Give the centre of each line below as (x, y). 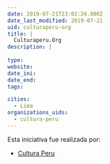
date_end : (22, 80)
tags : (15, 87)
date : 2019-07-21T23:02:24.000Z (55, 14)
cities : (19, 99)
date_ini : (22, 73)
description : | (30, 47)
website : (20, 67)
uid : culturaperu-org (39, 27)
